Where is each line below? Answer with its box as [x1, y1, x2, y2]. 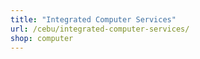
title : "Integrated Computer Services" [10, 14, 177, 25]
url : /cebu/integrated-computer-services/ [10, 24, 190, 34]
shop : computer [10, 33, 74, 43]
